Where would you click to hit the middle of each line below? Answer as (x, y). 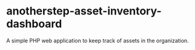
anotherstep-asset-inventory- (84, 11)
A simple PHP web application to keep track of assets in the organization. (97, 40)
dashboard (34, 24)
